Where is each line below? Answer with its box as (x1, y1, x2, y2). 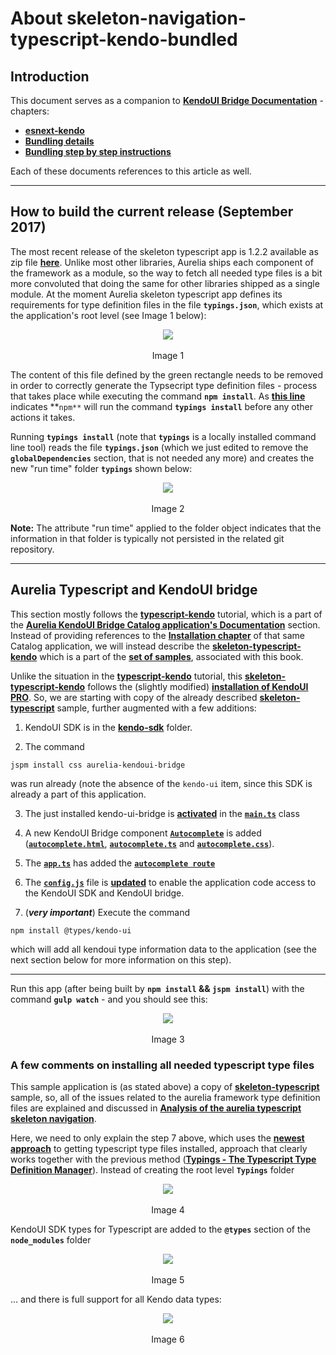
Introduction (10, 68, 90, 85)
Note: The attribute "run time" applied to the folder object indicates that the (10, 522, 322, 534)
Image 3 (151, 1033, 185, 1045)
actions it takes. (10, 411, 76, 423)
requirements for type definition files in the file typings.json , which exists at (10, 298, 324, 311)
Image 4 (151, 1203, 185, 1216)
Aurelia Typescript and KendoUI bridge (10, 582, 258, 599)
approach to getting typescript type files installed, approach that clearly (10, 1142, 308, 1154)
